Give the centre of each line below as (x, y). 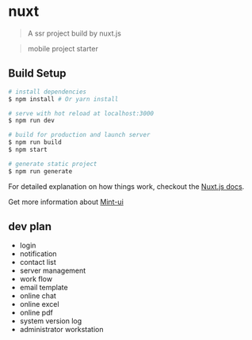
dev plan (30, 227)
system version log (51, 321)
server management (53, 270)
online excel (39, 304)
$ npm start (28, 149)
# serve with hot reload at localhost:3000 (81, 113)
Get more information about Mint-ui (66, 202)
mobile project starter (63, 48)
